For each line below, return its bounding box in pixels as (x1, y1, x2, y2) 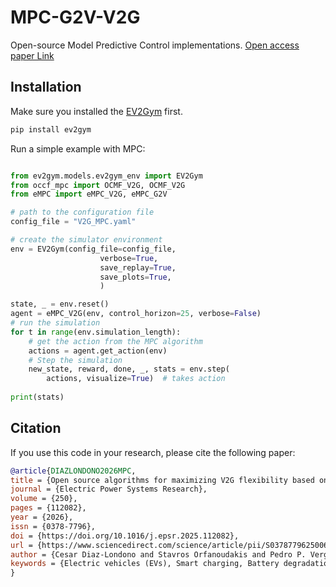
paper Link (10, 49, 55, 61)
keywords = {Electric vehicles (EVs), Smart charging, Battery (10, 559, 280, 569)
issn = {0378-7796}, (10, 521, 97, 531)
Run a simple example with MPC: (10, 142, 146, 155)
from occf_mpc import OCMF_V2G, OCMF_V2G (10, 180, 186, 190)
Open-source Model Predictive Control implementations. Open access (10, 39, 300, 51)
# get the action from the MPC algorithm (28, 336, 203, 346)
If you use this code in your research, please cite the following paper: (10, 446, 296, 458)
